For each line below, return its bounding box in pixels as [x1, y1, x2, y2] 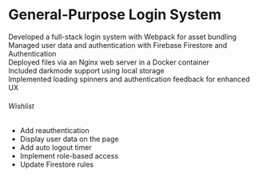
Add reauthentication [19, 126, 89, 136]
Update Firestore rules [19, 159, 94, 169]
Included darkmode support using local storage [8, 65, 165, 75]
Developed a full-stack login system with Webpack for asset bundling [8, 32, 237, 41]
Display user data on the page [19, 134, 119, 144]
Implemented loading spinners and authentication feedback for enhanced [8, 74, 250, 84]
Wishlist [8, 101, 34, 111]
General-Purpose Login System [8, 6, 222, 24]
